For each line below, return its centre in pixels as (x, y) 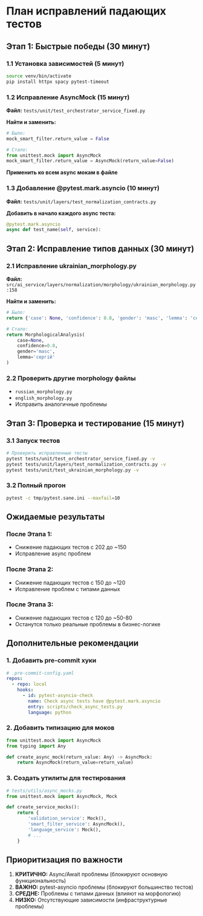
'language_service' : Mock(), (65, 829)
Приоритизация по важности (64, 859)
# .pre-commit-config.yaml (40, 673)
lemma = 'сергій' (36, 357)
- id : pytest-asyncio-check (58, 696)
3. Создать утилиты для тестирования (66, 778)
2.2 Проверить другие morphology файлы (71, 378)
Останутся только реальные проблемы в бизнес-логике (88, 624)
